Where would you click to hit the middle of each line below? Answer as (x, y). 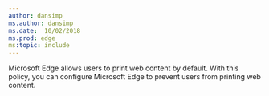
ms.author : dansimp (41, 23)
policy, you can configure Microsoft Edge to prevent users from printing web (134, 77)
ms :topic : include (39, 46)
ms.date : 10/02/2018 (45, 30)
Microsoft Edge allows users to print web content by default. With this (124, 68)
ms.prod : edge (32, 38)
